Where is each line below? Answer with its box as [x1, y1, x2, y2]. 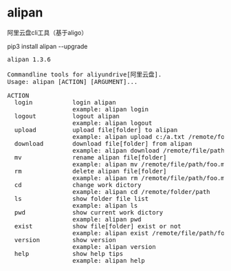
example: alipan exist [71, 229, 149, 237]
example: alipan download [71, 147, 160, 154]
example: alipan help [71, 257, 146, 264]
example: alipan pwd [71, 215, 142, 223]
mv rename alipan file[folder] [14, 153, 167, 161]
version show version [14, 236, 116, 243]
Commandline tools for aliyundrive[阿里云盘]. [7, 70, 162, 78]
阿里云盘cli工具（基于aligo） [7, 28, 88, 36]
